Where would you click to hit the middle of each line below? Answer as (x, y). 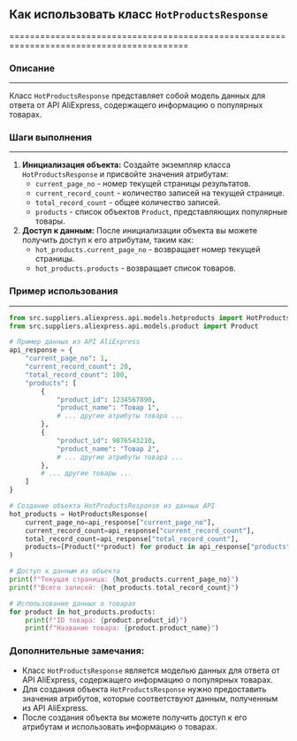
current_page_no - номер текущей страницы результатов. (143, 184)
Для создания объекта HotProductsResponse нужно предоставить (144, 689)
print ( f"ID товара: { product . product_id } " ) (107, 620)
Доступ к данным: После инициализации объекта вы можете (140, 231)
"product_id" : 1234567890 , (106, 400)
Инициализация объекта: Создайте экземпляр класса (126, 165)
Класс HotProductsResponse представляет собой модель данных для (137, 95)
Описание (32, 68)
